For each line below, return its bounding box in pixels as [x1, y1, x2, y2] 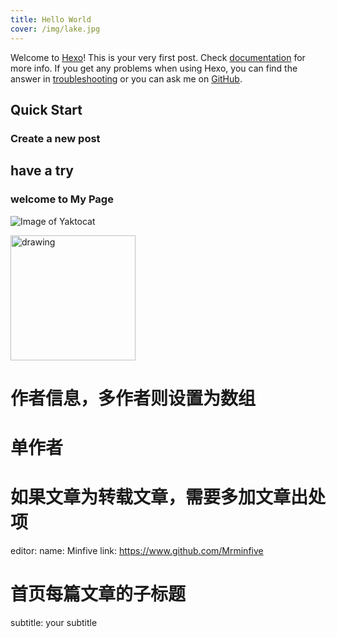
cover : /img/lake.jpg [10, 24, 101, 34]
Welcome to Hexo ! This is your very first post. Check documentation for [10, 51, 306, 63]
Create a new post [10, 131, 101, 145]
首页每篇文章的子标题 [10, 583, 187, 605]
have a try [10, 162, 74, 180]
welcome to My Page [10, 192, 114, 206]
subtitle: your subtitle [10, 616, 98, 628]
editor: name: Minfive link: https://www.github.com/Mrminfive [10, 544, 264, 556]
